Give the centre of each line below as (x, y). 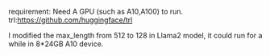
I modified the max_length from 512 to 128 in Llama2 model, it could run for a (135, 35)
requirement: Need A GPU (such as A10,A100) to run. (96, 12)
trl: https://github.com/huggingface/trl (71, 20)
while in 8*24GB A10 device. (56, 44)
